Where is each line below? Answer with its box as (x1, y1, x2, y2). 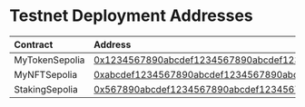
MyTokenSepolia (14, 53, 85, 66)
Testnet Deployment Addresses (9, 5, 254, 26)
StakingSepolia (14, 83, 79, 95)
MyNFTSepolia (14, 68, 78, 81)
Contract (14, 38, 54, 51)
